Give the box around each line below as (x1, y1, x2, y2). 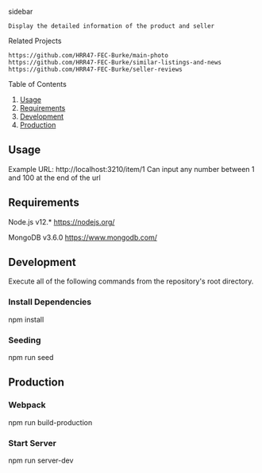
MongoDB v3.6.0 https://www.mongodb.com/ (8, 233, 157, 242)
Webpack (8, 400, 46, 411)
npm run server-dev (8, 455, 74, 465)
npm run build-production (8, 417, 93, 427)
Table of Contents (8, 80, 67, 88)
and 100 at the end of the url (8, 173, 101, 182)
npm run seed (8, 353, 54, 362)
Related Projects (8, 36, 62, 45)
